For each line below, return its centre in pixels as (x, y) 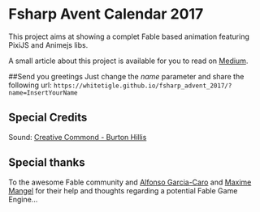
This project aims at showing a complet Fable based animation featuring (129, 36)
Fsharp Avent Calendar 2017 (106, 14)
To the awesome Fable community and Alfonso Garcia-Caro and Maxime (130, 182)
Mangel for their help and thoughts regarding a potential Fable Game (123, 190)
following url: (30, 85)
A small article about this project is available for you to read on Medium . (128, 61)
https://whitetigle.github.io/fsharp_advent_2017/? (143, 86)
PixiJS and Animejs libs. (48, 45)
